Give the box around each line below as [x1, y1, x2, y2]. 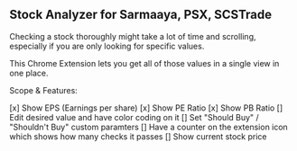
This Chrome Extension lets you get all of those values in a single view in [9, 58, 280, 68]
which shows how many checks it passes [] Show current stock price [9, 130, 268, 142]
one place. [9, 67, 49, 78]
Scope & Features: [9, 84, 79, 95]
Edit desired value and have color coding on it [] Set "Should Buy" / [9, 111, 259, 122]
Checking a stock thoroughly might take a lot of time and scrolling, [9, 31, 256, 41]
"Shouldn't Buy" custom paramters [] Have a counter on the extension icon [9, 121, 289, 132]
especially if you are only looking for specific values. [9, 40, 205, 51]
